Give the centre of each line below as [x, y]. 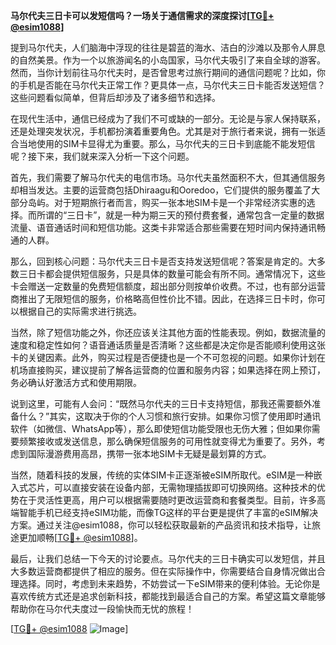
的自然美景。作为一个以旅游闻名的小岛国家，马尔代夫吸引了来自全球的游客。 [168, 60]
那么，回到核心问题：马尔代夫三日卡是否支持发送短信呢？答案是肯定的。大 [163, 261]
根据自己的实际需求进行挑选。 [80, 311]
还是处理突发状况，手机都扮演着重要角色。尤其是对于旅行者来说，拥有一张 [163, 131]
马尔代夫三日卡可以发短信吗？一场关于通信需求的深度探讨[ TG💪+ [142, 15]
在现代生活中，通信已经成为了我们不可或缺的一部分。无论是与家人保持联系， [168, 118]
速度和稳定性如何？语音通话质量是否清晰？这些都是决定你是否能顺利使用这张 [168, 345]
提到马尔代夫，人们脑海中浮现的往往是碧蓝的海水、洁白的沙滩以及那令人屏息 [168, 47]
